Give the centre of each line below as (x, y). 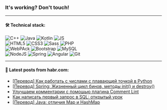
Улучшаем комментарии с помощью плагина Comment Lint (76, 92)
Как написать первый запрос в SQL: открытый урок (67, 97)
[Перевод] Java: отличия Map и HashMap (56, 102)
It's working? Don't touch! (37, 7)
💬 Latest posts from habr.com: (37, 70)
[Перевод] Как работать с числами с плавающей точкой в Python (82, 81)
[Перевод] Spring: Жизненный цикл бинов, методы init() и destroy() (83, 86)
